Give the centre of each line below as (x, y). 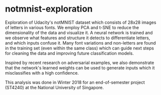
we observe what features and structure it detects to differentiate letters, (78, 38)
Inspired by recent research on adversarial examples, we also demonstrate (80, 63)
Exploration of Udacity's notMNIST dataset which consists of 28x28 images (81, 22)
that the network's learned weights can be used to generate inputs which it (80, 68)
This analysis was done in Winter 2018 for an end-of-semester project (75, 82)
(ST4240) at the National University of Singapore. (55, 87)
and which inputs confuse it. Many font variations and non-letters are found (80, 43)
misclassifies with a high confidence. (42, 73)
